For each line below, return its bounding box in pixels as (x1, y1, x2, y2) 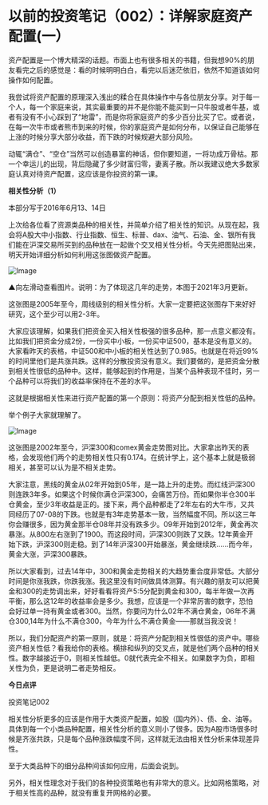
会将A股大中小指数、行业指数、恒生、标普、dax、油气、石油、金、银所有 (8, 229, 249, 240)
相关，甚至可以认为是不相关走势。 (8, 462, 120, 472)
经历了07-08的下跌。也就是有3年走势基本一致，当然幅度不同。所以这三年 (14, 509, 257, 519)
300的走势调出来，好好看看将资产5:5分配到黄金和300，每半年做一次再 (22, 586, 255, 596)
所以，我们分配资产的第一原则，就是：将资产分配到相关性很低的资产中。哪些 (8, 632, 260, 643)
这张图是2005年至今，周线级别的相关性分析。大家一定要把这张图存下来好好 (8, 299, 257, 308)
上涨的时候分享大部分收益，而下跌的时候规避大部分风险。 (8, 132, 197, 141)
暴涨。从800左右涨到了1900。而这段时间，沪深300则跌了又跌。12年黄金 (8, 529, 246, 539)
